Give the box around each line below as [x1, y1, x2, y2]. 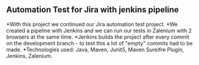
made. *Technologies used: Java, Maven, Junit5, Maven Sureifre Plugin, [6, 46, 184, 53]
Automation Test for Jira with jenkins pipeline [6, 5, 179, 15]
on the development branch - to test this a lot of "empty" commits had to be [6, 39, 193, 47]
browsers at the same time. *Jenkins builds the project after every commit [6, 33, 189, 41]
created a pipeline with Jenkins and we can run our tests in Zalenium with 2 [6, 27, 192, 34]
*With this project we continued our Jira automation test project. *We [6, 20, 178, 27]
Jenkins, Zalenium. [6, 52, 53, 59]
